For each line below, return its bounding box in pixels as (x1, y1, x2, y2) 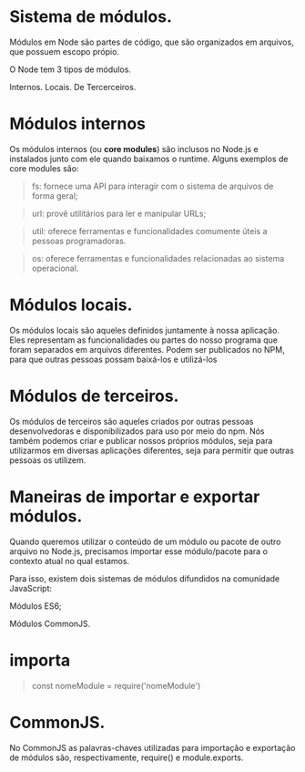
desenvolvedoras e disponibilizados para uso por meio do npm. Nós (9, 426, 265, 437)
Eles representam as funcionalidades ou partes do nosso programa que (9, 335, 278, 345)
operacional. (31, 262, 79, 273)
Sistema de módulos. (9, 6, 173, 27)
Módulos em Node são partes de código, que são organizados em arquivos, (9, 36, 294, 47)
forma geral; (31, 190, 79, 201)
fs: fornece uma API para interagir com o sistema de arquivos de (31, 180, 274, 191)
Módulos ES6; (9, 600, 62, 612)
